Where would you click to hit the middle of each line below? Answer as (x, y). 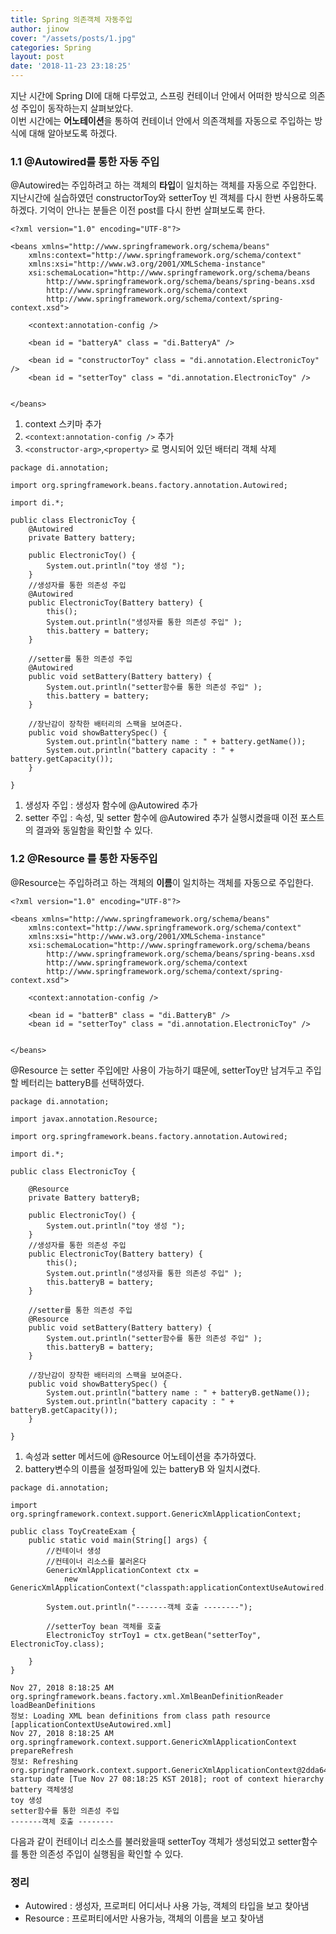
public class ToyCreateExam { (73, 1531)
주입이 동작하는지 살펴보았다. (77, 108)
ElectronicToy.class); (57, 1644)
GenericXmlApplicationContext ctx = (122, 1570)
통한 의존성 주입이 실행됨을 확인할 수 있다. (102, 1853)
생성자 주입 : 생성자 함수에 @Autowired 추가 (111, 805)
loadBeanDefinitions (53, 1705)
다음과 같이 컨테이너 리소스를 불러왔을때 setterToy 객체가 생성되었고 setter (156, 1841)
